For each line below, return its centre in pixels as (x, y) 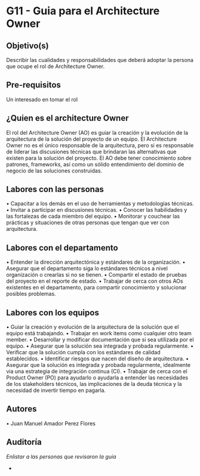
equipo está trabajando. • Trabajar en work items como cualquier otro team (99, 333)
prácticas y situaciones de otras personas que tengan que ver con (88, 222)
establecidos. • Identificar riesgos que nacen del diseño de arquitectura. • (98, 358)
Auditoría (24, 442)
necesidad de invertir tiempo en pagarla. (56, 390)
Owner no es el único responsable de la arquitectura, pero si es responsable (100, 145)
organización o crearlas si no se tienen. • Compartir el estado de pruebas (96, 275)
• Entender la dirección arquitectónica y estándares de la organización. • (96, 262)
